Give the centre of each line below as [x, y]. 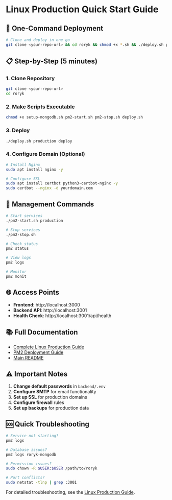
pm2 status [17, 249]
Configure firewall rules [39, 402]
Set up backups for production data [51, 408]
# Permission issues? [29, 464]
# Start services [24, 216]
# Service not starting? [32, 436]
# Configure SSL [23, 179]
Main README [28, 358]
